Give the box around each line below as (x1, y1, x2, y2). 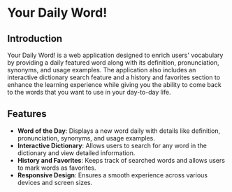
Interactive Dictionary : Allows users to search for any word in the (17, 141, 208, 150)
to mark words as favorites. (17, 163, 96, 172)
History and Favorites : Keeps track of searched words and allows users (17, 156, 226, 164)
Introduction (7, 33, 63, 45)
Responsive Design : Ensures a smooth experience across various (17, 170, 208, 179)
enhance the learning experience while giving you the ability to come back (7, 81, 222, 88)
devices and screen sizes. (17, 178, 93, 186)
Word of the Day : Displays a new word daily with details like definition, (17, 127, 221, 135)
